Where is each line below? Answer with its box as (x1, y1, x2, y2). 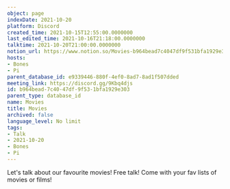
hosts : (7, 55, 26, 61)
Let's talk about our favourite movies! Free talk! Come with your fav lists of (7, 168, 217, 176)
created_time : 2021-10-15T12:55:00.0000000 (7, 29, 133, 36)
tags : (7, 124, 23, 131)
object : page (7, 10, 44, 17)
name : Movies (7, 99, 44, 106)
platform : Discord (7, 23, 60, 29)
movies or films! (7, 175, 53, 184)
